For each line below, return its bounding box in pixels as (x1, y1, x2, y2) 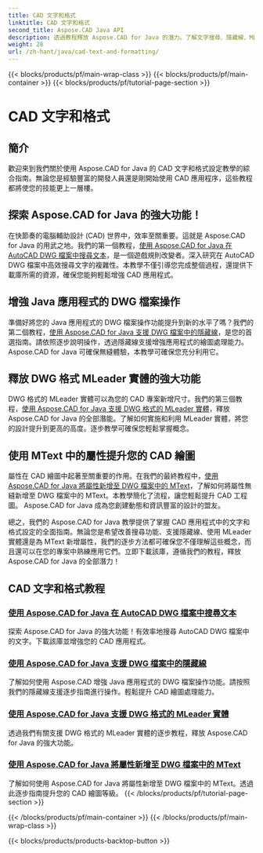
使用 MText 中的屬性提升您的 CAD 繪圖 (8, 449, 196, 462)
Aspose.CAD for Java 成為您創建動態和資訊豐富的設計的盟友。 (23, 501, 225, 510)
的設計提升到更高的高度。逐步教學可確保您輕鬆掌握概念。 (8, 424, 193, 433)
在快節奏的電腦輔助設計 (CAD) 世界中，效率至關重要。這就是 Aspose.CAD (8, 231, 246, 240)
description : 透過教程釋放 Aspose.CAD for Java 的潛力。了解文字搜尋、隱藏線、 (8, 33, 250, 42)
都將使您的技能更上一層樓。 (8, 184, 98, 192)
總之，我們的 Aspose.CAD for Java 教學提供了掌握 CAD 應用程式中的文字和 (8, 517, 250, 527)
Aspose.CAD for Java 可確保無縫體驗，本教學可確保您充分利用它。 (8, 347, 223, 356)
